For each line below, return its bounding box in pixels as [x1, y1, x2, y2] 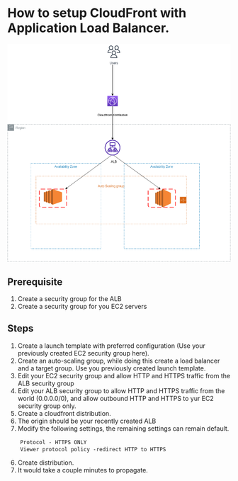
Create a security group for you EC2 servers [17, 302, 147, 311]
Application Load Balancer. [7, 20, 170, 36]
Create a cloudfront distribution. [17, 409, 111, 417]
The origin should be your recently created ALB [17, 417, 157, 425]
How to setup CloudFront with [7, 5, 187, 21]
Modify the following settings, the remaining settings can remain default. [17, 424, 229, 433]
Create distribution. [17, 458, 74, 467]
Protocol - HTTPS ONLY [20, 438, 87, 446]
